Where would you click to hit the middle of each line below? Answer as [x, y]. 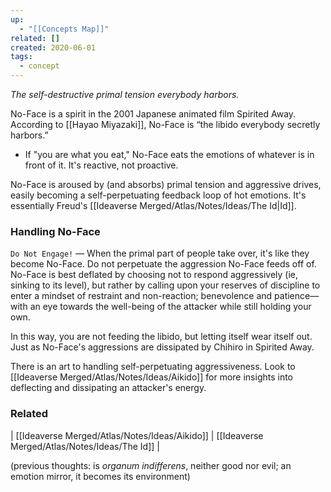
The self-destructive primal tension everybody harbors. [125, 94]
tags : [21, 57]
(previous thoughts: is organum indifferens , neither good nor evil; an [151, 465]
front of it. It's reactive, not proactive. [101, 165]
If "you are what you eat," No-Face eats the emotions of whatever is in [169, 154]
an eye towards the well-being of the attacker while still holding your [170, 307]
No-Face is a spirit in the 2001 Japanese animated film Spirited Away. [153, 114]
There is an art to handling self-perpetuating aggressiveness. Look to [153, 367]
